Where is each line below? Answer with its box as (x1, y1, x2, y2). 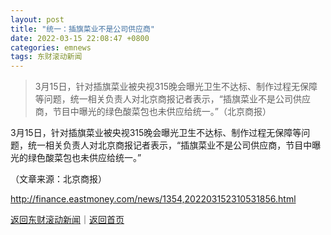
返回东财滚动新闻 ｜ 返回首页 (10, 214, 125, 226)
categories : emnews (10, 42, 92, 53)
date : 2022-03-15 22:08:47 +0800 (10, 33, 150, 43)
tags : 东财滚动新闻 (10, 52, 83, 62)
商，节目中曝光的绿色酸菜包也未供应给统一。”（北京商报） (34, 106, 272, 118)
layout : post (10, 14, 65, 25)
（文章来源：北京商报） (10, 173, 107, 185)
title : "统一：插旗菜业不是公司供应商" (10, 24, 155, 34)
